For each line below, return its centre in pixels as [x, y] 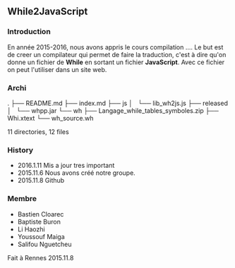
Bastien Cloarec [41, 214]
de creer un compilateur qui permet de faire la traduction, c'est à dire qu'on [117, 54]
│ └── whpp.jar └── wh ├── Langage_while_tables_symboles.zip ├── [113, 110]
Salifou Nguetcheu [44, 244]
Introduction [29, 32]
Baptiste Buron [39, 221]
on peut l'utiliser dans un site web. [57, 69]
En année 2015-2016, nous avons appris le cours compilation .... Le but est [115, 47]
